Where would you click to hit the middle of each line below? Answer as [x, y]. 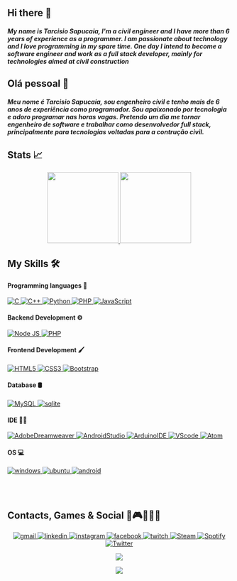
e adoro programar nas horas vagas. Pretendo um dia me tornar [104, 116]
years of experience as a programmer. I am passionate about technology [118, 38]
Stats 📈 [25, 155]
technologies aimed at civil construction [68, 61]
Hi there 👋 [29, 13]
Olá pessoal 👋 [38, 83]
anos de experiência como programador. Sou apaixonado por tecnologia [117, 109]
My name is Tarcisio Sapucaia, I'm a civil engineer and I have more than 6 [118, 31]
